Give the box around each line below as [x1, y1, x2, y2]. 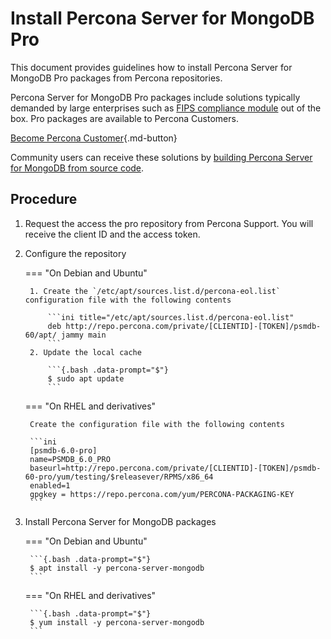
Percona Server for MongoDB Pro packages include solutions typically [10, 91, 301, 103]
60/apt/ [24, 330, 57, 340]
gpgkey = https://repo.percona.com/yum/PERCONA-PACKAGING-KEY [29, 489, 295, 499]
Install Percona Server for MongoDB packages [24, 515, 217, 527]
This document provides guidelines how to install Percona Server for [10, 61, 293, 73]
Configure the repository [24, 247, 127, 259]
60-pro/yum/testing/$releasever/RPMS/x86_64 [24, 472, 214, 482]
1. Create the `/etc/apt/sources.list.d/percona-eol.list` [29, 286, 281, 296]
